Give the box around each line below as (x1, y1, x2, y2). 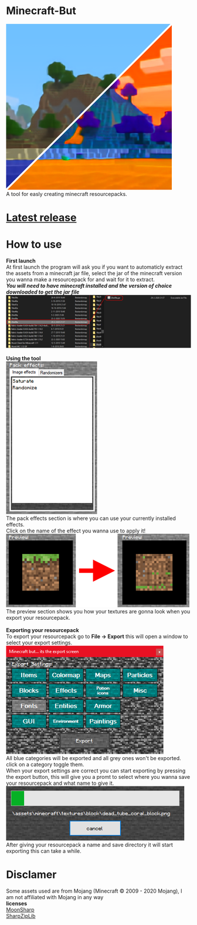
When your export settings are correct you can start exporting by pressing (6, 767, 186, 774)
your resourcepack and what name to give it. (6, 779, 114, 786)
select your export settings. (6, 639, 72, 646)
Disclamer (6, 867, 57, 881)
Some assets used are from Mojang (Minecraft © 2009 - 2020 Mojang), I (6, 887, 183, 894)
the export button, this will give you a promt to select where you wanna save (6, 773, 191, 780)
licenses (6, 900, 28, 907)
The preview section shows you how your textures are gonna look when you (6, 607, 191, 615)
